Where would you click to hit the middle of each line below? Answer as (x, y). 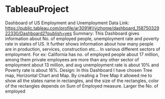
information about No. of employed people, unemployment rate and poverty (82, 39)
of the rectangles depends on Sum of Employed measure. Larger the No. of (82, 86)
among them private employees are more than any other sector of (72, 59)
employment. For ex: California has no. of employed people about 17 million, (82, 54)
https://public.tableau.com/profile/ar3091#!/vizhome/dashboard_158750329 (82, 28)
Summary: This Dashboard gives (106, 33)
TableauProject (37, 9)
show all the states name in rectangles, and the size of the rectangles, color (82, 81)
